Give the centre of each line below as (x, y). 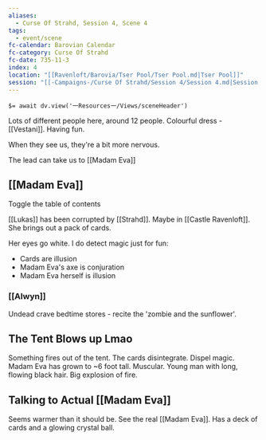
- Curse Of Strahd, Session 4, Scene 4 (82, 23)
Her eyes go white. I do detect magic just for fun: (88, 243)
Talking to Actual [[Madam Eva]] (90, 400)
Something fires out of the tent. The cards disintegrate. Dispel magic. (121, 358)
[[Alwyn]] (27, 297)
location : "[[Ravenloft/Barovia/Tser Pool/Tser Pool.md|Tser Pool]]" (126, 75)
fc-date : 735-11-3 (39, 61)
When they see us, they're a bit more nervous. (84, 144)
